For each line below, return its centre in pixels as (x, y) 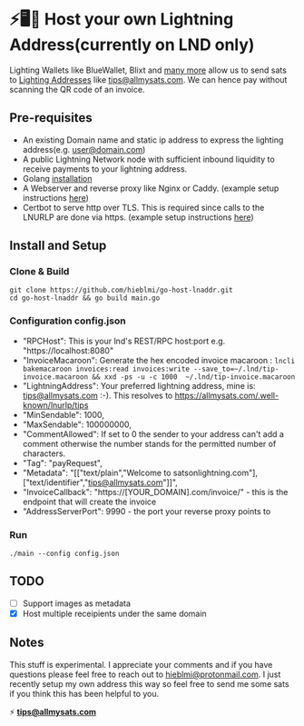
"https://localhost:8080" (68, 350)
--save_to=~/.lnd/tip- (236, 369)
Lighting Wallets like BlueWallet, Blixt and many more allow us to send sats (148, 70)
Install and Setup (58, 246)
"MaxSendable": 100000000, (77, 424)
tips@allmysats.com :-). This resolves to (98, 395)
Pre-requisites (51, 118)
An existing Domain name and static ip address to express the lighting (153, 140)
